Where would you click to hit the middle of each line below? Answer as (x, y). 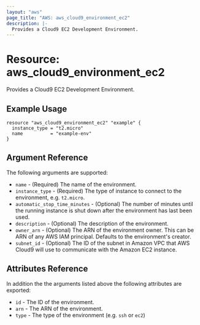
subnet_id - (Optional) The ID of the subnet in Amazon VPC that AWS (102, 243)
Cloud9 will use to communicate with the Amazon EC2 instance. (96, 250)
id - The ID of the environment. (55, 302)
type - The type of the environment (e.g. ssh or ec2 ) (80, 315)
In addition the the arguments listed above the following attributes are (94, 283)
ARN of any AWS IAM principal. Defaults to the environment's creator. (103, 236)
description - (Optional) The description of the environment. (92, 223)
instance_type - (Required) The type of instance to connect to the (98, 191)
